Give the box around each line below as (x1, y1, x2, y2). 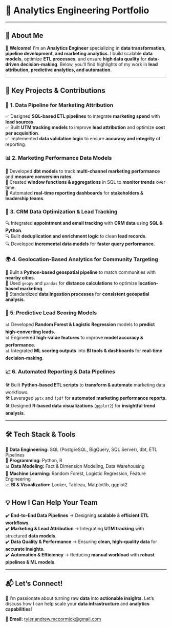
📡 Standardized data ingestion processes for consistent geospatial (5, 291, 149, 297)
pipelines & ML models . (5, 559, 56, 565)
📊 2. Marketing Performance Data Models (5, 155, 112, 162)
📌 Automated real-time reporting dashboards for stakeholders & (5, 189, 144, 196)
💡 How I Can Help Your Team (5, 499, 98, 507)
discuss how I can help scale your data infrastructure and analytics (5, 601, 150, 607)
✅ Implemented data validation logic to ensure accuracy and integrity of (5, 136, 161, 142)
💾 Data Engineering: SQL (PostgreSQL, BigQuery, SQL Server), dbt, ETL (5, 446, 158, 452)
